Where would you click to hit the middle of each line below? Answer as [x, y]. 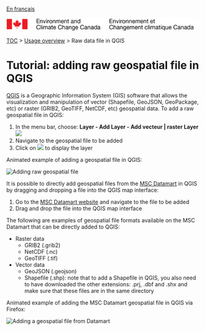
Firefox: [16, 310]
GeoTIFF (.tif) [41, 258]
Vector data [30, 265]
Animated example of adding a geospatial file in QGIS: [74, 160]
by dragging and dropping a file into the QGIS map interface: [83, 190]
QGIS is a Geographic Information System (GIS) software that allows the [97, 96]
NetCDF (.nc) [41, 252]
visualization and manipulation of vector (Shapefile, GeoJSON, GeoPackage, [102, 102]
